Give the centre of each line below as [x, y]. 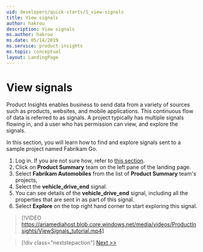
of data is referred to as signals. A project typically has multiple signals [95, 117]
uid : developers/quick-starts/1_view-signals [65, 12]
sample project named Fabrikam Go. [52, 149]
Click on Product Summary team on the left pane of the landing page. [103, 167]
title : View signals [33, 18]
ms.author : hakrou [30, 35]
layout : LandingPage [33, 57]
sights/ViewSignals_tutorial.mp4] [62, 231]
